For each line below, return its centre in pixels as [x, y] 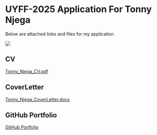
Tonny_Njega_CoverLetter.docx [38, 99]
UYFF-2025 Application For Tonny [78, 9]
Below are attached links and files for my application [60, 34]
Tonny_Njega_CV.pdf [27, 71]
